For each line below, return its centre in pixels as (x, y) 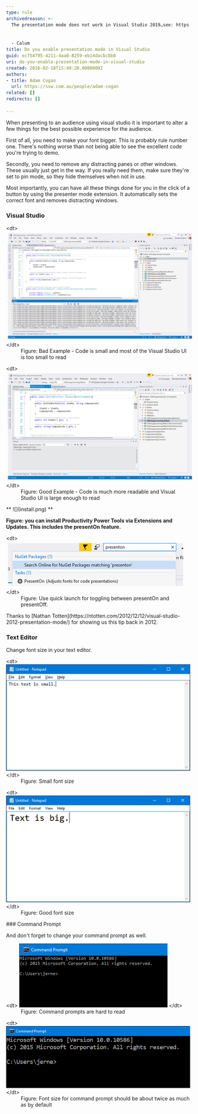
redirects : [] (23, 99)
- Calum (21, 43)
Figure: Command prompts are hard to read (73, 1011)
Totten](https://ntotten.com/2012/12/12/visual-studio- (116, 616)
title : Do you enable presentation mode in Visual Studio (78, 50)
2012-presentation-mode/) (38, 622)
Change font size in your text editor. (49, 650)
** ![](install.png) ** (30, 509)
